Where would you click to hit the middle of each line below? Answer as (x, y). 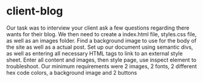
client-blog (35, 11)
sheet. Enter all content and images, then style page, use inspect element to (101, 60)
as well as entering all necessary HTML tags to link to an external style (95, 53)
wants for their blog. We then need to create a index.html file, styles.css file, (101, 34)
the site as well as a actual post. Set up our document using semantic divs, (100, 47)
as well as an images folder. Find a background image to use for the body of (101, 40)
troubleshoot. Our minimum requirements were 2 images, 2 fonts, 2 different (102, 66)
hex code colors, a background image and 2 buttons (72, 72)
